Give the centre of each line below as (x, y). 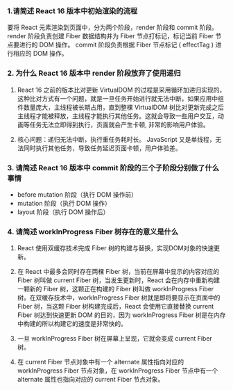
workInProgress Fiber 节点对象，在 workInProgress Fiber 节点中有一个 (118, 371)
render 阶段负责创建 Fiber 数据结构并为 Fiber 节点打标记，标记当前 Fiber (111, 36)
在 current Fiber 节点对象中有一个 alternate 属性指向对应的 (101, 362)
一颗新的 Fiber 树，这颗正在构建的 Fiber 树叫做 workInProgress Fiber (115, 289)
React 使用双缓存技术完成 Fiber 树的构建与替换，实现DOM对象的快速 (115, 248)
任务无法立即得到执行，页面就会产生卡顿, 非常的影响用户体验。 (119, 124)
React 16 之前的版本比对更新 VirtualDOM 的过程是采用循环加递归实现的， (121, 90)
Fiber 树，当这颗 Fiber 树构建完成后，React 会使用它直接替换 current (115, 307)
